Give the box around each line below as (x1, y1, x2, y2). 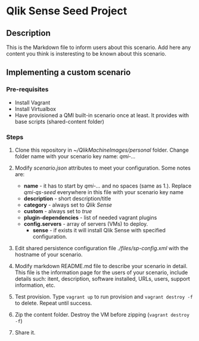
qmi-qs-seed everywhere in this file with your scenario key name (23, 188, 184, 195)
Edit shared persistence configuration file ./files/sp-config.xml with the (14, 244, 189, 251)
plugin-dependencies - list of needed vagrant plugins (23, 214, 157, 221)
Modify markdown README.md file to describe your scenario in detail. (14, 262, 188, 269)
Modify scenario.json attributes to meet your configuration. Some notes (14, 164, 191, 171)
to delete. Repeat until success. (14, 299, 92, 306)
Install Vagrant (14, 99, 51, 106)
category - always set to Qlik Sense (23, 201, 112, 208)
